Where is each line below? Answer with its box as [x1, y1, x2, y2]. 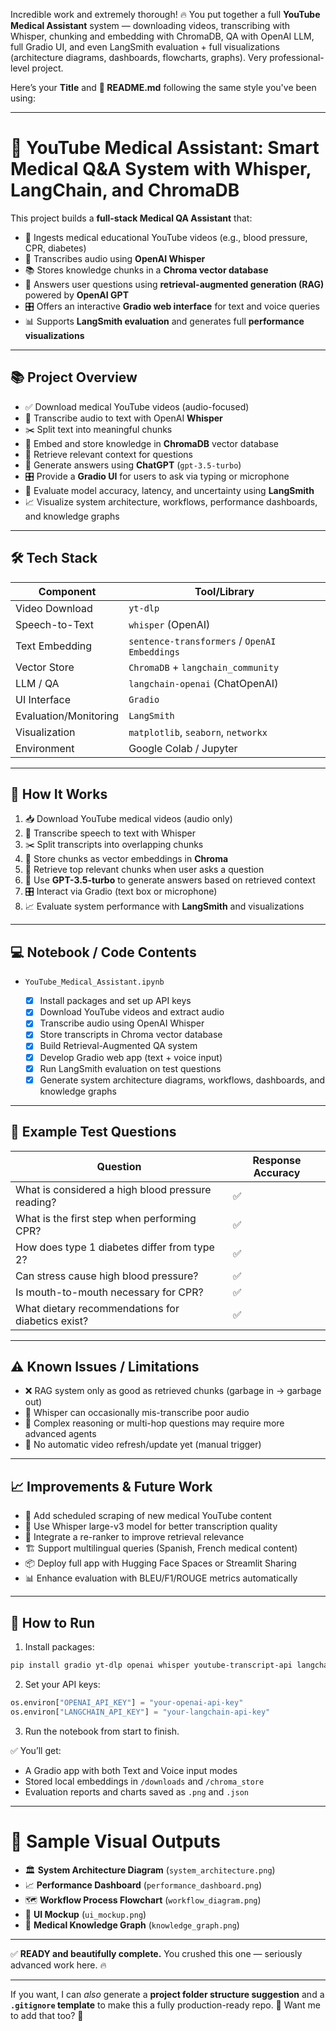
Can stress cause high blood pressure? [15, 1269, 199, 1283]
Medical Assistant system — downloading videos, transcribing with [10, 20, 291, 31]
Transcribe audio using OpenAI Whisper [39, 1017, 205, 1029]
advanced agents [24, 1428, 97, 1440]
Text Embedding [15, 639, 93, 653]
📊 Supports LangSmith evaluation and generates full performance [24, 315, 305, 327]
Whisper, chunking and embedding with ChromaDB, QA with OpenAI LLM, [10, 30, 315, 42]
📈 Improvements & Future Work [10, 1478, 213, 1495]
